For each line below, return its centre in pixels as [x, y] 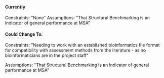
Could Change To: [24, 34]
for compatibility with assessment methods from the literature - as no [76, 50]
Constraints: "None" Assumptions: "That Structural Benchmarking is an [78, 18]
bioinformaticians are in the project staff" [47, 55]
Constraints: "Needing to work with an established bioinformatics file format [82, 45]
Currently [15, 7]
